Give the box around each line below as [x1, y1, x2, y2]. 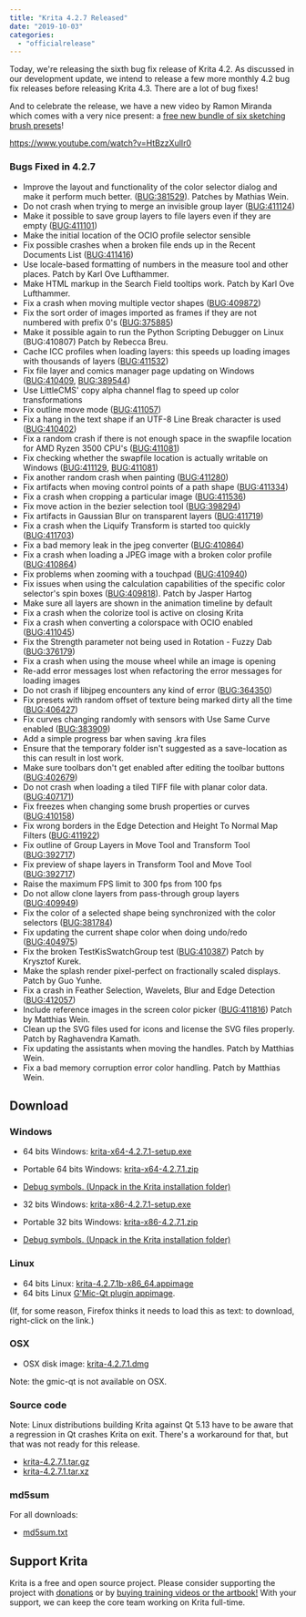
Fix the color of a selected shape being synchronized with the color [22, 907, 276, 918]
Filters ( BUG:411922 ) [22, 830, 100, 841]
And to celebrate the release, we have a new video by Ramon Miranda [9, 101, 272, 112]
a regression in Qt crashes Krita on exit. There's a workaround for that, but [9, 1429, 289, 1440]
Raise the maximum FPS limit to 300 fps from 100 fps [22, 878, 222, 889]
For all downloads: [9, 1510, 79, 1520]
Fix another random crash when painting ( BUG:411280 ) [22, 471, 229, 483]
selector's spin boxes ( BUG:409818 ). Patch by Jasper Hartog [22, 588, 252, 599]
